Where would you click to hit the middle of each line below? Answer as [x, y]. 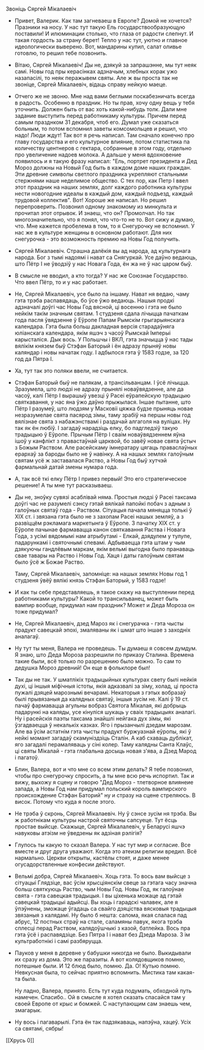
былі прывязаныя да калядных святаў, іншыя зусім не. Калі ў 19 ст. [102, 699]
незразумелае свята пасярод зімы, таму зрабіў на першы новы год [103, 415]
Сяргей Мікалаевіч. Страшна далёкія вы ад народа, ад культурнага [103, 251]
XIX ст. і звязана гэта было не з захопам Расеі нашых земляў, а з [99, 516]
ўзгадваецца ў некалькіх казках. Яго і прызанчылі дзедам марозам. [103, 725]
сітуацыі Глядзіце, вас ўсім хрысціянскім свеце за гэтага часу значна [105, 883]
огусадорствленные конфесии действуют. [70, 864]
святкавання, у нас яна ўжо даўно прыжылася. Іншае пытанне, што [103, 402]
